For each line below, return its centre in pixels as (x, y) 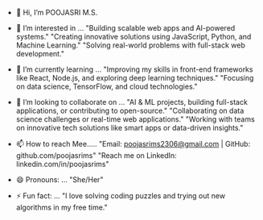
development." (40, 54)
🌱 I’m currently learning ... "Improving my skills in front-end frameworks (134, 69)
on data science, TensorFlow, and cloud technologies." (107, 86)
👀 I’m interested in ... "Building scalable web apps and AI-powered (125, 28)
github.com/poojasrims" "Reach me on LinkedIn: (96, 156)
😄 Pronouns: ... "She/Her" (60, 180)
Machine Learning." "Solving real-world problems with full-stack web (130, 45)
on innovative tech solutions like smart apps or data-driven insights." (129, 128)
